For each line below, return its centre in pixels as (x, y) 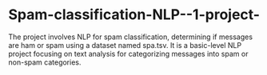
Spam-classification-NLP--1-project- (134, 15)
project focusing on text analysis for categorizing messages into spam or (128, 53)
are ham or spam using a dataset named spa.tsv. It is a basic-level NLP (125, 45)
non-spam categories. (45, 62)
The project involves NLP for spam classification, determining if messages (131, 37)
